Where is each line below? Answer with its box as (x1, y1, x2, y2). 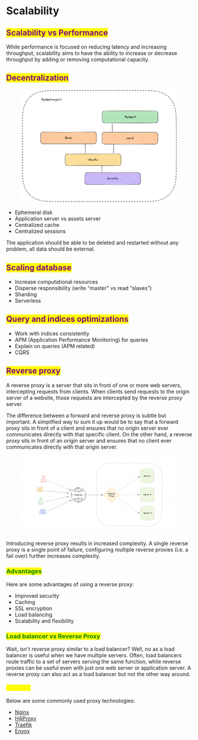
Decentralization (6, 73, 69, 83)
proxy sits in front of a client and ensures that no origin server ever (6, 424, 169, 431)
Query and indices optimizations (6, 314, 129, 324)
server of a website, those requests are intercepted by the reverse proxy (6, 394, 183, 401)
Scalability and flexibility (14, 617, 74, 624)
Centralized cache (14, 222, 60, 229)
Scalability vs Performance (6, 28, 108, 38)
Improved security (14, 592, 60, 599)
